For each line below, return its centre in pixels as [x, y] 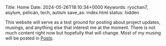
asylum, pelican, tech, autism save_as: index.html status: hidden [72, 12]
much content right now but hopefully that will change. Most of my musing [83, 33]
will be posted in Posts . [29, 38]
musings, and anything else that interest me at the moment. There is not [80, 27]
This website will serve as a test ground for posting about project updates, [83, 22]
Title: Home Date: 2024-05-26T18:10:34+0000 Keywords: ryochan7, [77, 7]
